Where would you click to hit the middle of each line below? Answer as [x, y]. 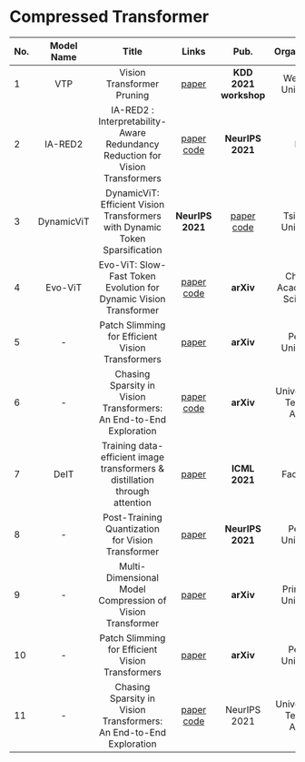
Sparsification [133, 249]
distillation [132, 480]
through [133, 491]
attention [132, 503]
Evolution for [133, 287]
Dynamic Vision [133, 299]
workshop [243, 95]
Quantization [133, 528]
